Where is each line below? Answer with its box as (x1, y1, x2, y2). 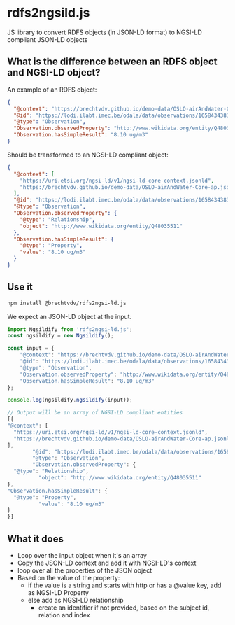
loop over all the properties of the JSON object (17, 566, 152, 575)
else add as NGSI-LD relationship (27, 596, 124, 604)
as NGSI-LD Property (27, 589, 90, 596)
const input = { (7, 345, 55, 352)
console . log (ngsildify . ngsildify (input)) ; (7, 397, 133, 404)
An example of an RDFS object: (7, 85, 97, 94)
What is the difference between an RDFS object (7, 56, 218, 68)
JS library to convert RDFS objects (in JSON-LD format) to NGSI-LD (7, 28, 202, 36)
